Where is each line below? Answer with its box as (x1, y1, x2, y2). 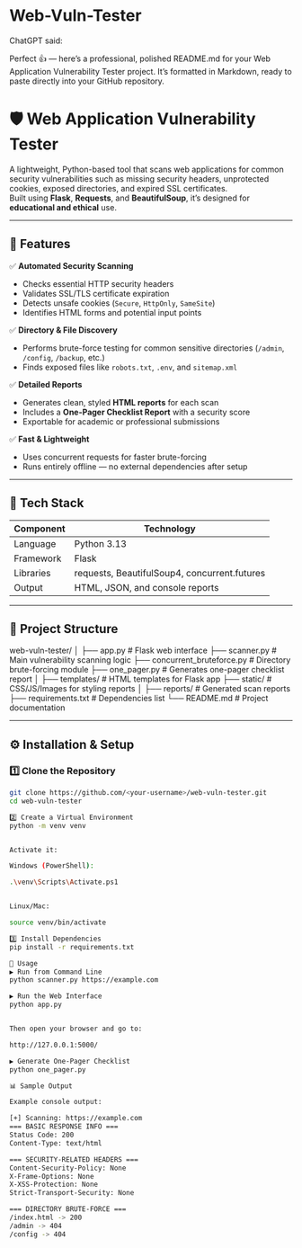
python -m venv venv (9, 821, 87, 830)
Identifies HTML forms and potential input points (22, 307, 202, 317)
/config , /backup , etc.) (22, 352, 105, 362)
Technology (143, 522, 196, 535)
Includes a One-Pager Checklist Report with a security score (22, 406, 251, 417)
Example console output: (9, 1098, 102, 1107)
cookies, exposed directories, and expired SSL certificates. (9, 183, 228, 193)
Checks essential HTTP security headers (22, 278, 174, 289)
